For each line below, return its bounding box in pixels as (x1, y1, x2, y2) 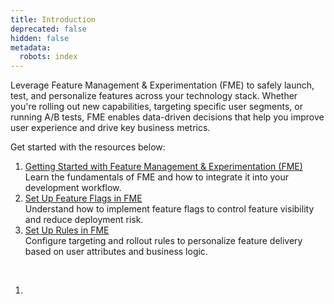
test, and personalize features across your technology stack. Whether (10, 90, 298, 102)
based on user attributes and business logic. (24, 246, 208, 258)
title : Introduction (10, 14, 97, 25)
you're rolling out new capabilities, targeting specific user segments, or (10, 101, 303, 113)
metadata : (10, 42, 52, 53)
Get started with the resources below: (10, 141, 166, 153)
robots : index (19, 52, 78, 62)
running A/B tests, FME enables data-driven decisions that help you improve (10, 111, 325, 123)
